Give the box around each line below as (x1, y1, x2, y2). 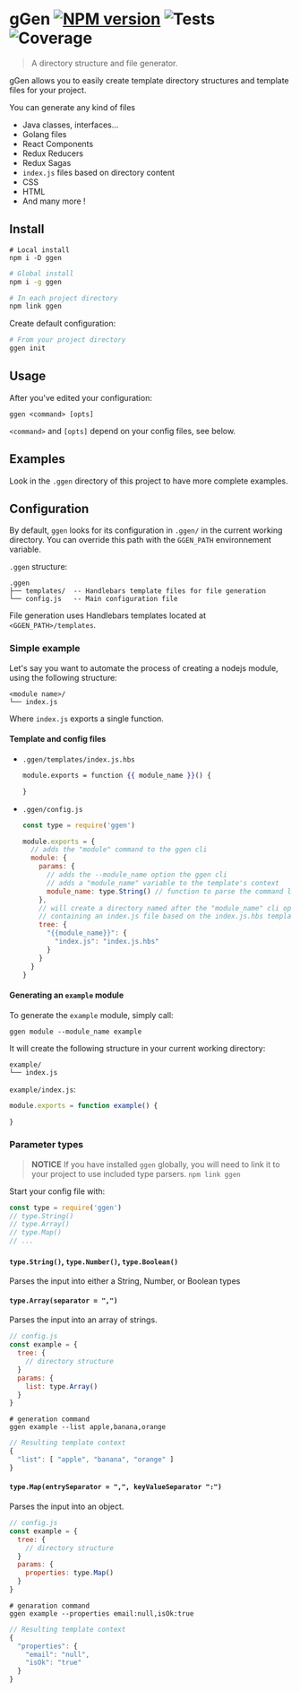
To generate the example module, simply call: (9, 1009, 174, 1020)
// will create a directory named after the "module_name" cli (39, 903, 279, 912)
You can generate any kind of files (9, 101, 136, 112)
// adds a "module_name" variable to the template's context (46, 878, 279, 887)
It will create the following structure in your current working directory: (9, 1042, 266, 1053)
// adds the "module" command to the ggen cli (30, 845, 208, 854)
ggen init (9, 344, 47, 353)
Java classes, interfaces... (21, 119, 119, 130)
